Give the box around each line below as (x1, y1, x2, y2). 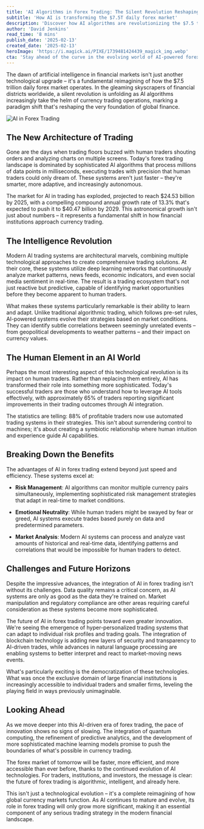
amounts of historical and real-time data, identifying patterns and (15, 539, 178, 547)
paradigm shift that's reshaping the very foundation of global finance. (6, 103, 180, 110)
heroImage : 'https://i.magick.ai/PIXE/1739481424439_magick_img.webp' (6, 49, 189, 55)
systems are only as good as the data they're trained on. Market (6, 593, 166, 600)
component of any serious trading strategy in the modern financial (6, 809, 172, 816)
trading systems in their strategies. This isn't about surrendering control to (6, 419, 192, 426)
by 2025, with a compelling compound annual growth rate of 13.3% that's (6, 199, 190, 206)
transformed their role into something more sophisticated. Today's (6, 381, 172, 389)
